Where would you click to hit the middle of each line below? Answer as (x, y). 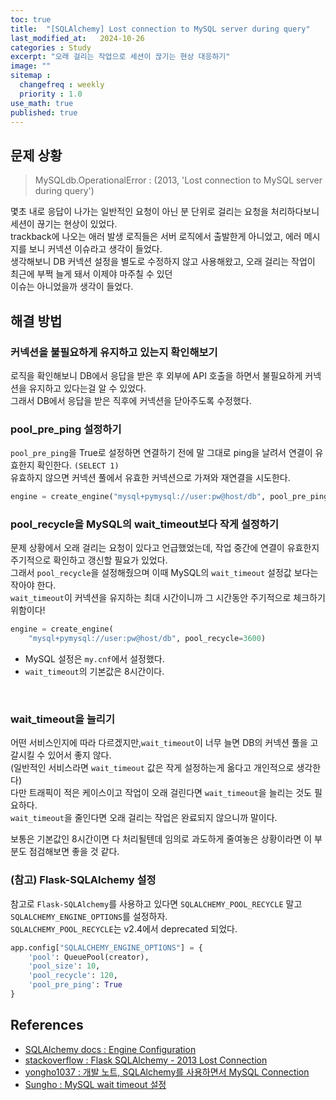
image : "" (31, 66)
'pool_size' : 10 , (64, 966)
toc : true (31, 19)
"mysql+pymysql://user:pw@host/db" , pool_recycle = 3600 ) (147, 639)
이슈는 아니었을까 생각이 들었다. (72, 287)
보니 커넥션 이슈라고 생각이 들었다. (95, 249)
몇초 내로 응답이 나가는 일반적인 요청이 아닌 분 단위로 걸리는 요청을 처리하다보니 (165, 212)
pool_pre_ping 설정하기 (66, 429)
